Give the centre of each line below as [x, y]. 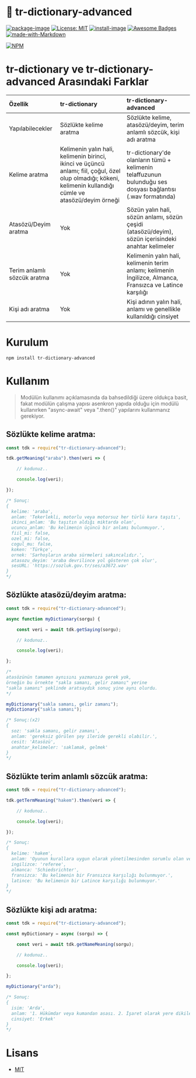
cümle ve [73, 192]
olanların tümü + [149, 160]
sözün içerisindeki [151, 239]
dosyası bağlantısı [151, 189]
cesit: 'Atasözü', [34, 742]
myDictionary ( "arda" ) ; [34, 987]
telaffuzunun [144, 174]
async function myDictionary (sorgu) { [53, 619]
